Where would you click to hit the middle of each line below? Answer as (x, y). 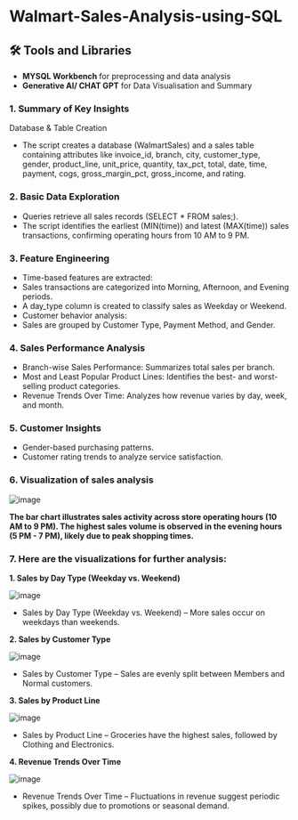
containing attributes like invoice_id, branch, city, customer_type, (141, 155)
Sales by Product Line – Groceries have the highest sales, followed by (149, 735)
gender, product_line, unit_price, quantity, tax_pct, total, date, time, (145, 164)
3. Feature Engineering (59, 258)
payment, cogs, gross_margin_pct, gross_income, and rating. (134, 174)
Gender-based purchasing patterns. (88, 448)
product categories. (85, 386)
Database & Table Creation (58, 128)
